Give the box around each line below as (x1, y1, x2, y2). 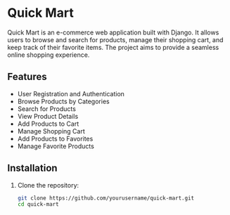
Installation (7, 162, 58, 174)
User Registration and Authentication (17, 89, 125, 98)
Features (7, 71, 47, 83)
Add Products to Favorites (17, 134, 94, 143)
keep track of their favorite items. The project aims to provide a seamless (7, 43, 219, 51)
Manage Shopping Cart (17, 126, 86, 135)
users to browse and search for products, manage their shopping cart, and (7, 35, 224, 44)
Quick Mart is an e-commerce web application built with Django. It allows (7, 28, 219, 37)
